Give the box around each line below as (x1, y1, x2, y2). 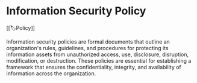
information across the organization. (6, 70, 96, 77)
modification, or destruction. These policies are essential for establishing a (6, 57, 192, 64)
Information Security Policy (6, 4, 146, 18)
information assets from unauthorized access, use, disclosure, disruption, (6, 51, 189, 58)
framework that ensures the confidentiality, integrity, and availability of (6, 63, 182, 70)
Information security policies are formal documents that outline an (6, 38, 170, 45)
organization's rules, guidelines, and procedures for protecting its (6, 44, 169, 51)
